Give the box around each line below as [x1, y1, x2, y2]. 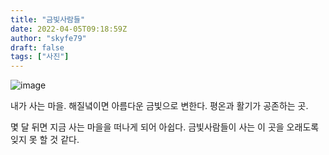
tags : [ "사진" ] [10, 52, 70, 62]
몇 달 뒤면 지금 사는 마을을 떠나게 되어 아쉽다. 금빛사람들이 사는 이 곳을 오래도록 [10, 121, 320, 133]
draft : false [10, 42, 65, 53]
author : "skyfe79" [10, 33, 87, 43]
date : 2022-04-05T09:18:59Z [10, 24, 128, 34]
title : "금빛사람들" [10, 14, 86, 25]
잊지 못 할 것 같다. [10, 134, 80, 146]
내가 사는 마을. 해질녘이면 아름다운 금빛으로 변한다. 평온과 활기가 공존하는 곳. [10, 100, 309, 112]
